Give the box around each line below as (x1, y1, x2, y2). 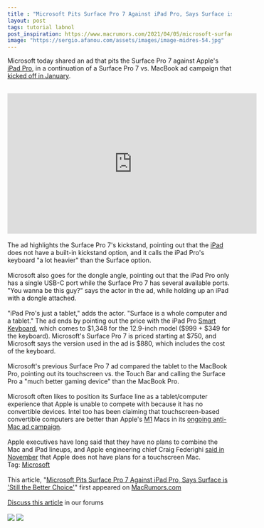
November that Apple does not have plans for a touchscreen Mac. (7, 453, 201, 462)
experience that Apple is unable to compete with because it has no (7, 400, 204, 408)
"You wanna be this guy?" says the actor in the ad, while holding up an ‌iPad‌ (7, 286, 229, 295)
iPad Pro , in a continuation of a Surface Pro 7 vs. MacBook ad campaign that (7, 64, 232, 73)
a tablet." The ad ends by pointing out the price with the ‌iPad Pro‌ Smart (7, 316, 216, 325)
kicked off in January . (7, 72, 71, 81)
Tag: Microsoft (7, 460, 50, 469)
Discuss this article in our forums (7, 498, 105, 507)
